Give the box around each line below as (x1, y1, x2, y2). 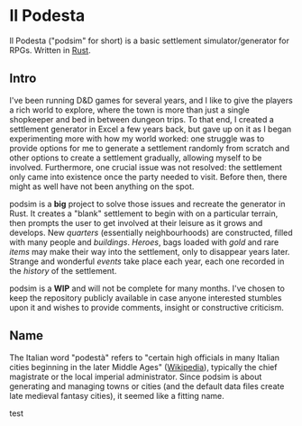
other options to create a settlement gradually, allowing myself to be (9, 152, 262, 163)
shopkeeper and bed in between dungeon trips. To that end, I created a (9, 113, 275, 124)
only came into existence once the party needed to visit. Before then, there (9, 171, 288, 182)
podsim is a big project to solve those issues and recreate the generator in (9, 198, 286, 209)
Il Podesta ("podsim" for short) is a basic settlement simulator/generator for (9, 35, 290, 46)
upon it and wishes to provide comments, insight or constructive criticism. (9, 302, 284, 313)
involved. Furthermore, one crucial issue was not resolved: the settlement (9, 161, 282, 172)
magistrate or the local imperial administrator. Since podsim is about (9, 371, 262, 382)
